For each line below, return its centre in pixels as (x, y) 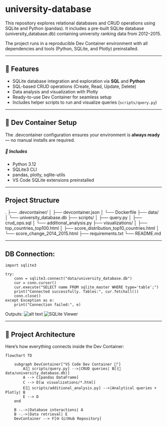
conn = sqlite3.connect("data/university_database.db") (73, 279)
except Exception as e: (30, 301)
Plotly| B (15, 392)
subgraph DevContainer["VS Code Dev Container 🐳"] (68, 364)
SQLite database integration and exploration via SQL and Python (79, 81)
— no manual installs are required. (40, 140)
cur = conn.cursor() (35, 283)
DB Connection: (30, 254)
